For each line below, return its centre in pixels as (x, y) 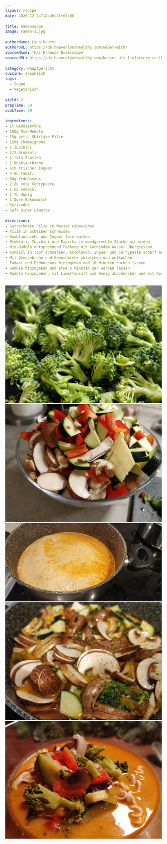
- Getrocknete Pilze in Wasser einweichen (50, 226)
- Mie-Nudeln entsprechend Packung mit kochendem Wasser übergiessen (79, 247)
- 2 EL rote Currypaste (30, 184)
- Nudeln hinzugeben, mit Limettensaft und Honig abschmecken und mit (80, 273)
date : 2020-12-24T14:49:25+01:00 (40, 16)
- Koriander (17, 205)
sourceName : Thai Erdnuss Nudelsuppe (44, 52)
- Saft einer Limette (28, 210)
